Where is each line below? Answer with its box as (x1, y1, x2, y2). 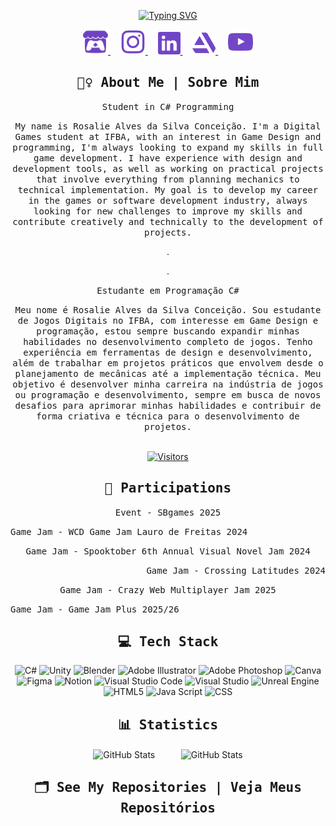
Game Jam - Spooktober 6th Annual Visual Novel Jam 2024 (25, 545, 311, 557)
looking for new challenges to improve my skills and (33, 205, 303, 217)
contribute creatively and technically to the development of (12, 216, 324, 227)
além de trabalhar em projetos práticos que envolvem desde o (12, 357, 324, 369)
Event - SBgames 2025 (114, 506, 222, 518)
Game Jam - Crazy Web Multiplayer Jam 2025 (59, 584, 277, 595)
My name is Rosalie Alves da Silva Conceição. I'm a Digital (14, 120, 322, 132)
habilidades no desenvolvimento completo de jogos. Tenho (23, 336, 313, 347)
